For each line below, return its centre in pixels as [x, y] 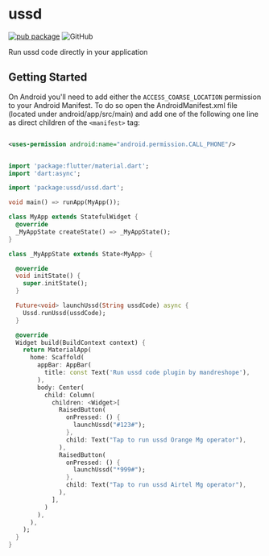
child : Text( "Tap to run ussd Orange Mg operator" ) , [156, 440]
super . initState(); [56, 284]
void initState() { [48, 276]
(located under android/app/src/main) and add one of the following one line [134, 114]
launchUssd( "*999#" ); [110, 470]
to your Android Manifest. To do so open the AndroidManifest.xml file [123, 105]
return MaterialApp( [57, 350]
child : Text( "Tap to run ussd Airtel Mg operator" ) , [156, 485]
